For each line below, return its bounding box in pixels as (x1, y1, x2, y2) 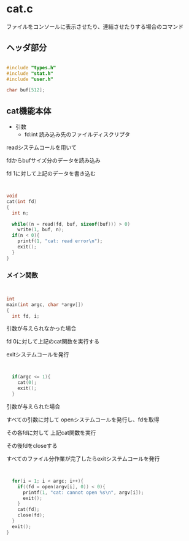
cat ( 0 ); (17, 380, 37, 386)
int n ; (12, 210, 29, 216)
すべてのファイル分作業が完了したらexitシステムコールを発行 (6, 455, 160, 462)
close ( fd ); (17, 512, 45, 518)
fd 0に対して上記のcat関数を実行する (6, 338, 100, 345)
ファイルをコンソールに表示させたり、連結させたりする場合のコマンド (6, 23, 184, 30)
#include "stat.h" (6, 70, 53, 77)
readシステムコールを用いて (6, 144, 77, 152)
